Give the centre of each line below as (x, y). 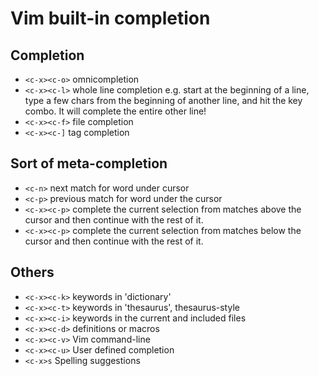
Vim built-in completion (110, 18)
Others (32, 272)
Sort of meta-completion (89, 163)
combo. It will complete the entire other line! (115, 111)
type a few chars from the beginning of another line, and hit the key (163, 100)
